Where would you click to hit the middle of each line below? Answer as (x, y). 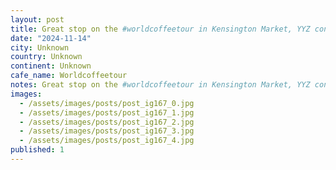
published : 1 (37, 150)
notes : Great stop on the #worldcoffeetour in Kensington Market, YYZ (160, 85)
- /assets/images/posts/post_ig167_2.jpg (107, 122)
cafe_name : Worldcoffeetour (69, 76)
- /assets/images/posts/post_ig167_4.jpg (107, 141)
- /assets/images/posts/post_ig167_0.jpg (107, 103)
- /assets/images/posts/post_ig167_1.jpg (107, 112)
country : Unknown (46, 57)
